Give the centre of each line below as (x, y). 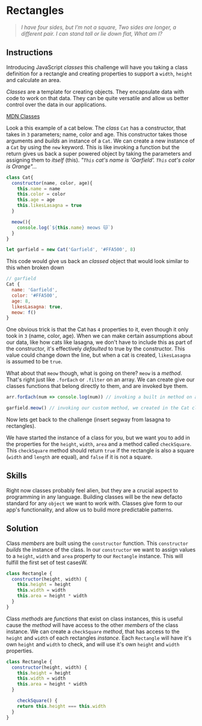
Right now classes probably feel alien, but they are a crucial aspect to (92, 490)
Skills (17, 476)
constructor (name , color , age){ (52, 183)
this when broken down (35, 268)
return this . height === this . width (62, 706)
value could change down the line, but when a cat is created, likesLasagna (99, 355)
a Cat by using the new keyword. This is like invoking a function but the (93, 147)
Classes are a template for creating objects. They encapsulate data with (95, 92)
